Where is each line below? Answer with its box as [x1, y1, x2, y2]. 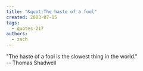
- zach [11, 36, 28, 42]
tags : [6, 20, 20, 26]
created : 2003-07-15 [6, 14, 58, 20]
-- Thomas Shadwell [6, 59, 57, 66]
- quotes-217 [11, 25, 44, 32]
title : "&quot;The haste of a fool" [6, 8, 97, 15]
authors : [6, 31, 28, 37]
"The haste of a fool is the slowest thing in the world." [6, 53, 138, 60]
